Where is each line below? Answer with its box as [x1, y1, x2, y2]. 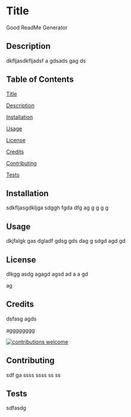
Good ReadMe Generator [6, 24, 68, 31]
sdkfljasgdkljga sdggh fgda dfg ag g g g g [6, 204, 109, 211]
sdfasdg [6, 404, 27, 412]
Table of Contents [6, 75, 74, 85]
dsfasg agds [6, 315, 37, 322]
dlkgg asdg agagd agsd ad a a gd [6, 270, 88, 277]
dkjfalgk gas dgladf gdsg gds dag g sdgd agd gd [6, 237, 126, 245]
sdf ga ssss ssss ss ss [6, 371, 61, 378]
